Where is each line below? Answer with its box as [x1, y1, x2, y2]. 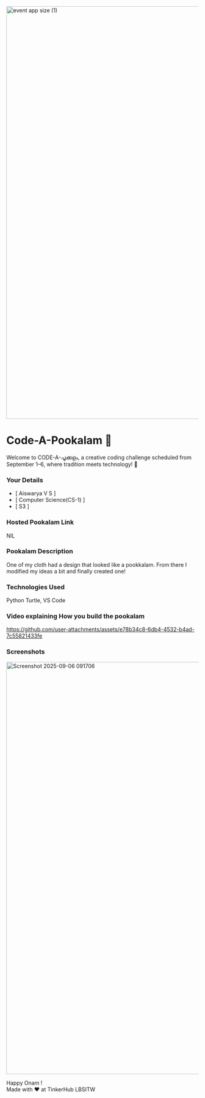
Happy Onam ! [6, 1079, 43, 1086]
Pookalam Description [6, 547, 73, 556]
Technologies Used [6, 583, 65, 591]
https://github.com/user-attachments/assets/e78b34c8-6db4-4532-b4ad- [6, 626, 195, 633]
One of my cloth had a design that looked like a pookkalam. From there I [6, 561, 187, 568]
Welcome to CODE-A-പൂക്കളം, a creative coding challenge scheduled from [6, 454, 192, 461]
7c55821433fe [6, 632, 43, 639]
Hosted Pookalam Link [6, 518, 74, 526]
